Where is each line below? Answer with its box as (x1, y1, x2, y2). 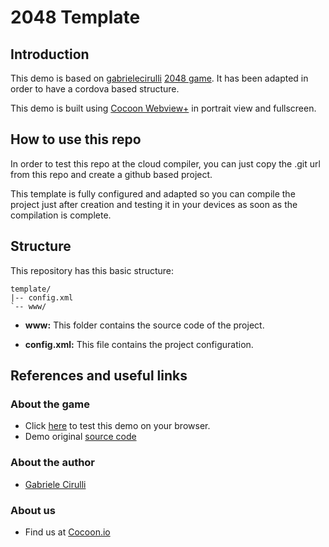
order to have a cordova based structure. (10, 83, 180, 95)
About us (10, 503, 56, 517)
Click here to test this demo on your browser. (24, 420, 211, 432)
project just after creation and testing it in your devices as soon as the (10, 198, 298, 210)
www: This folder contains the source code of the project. (24, 319, 265, 331)
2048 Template (10, 6, 141, 29)
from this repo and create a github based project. (10, 168, 213, 180)
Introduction (10, 46, 90, 63)
